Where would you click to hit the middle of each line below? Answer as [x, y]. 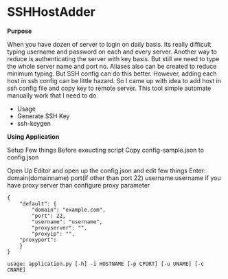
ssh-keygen [34, 123]
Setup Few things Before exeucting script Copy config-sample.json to [106, 150]
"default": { [38, 203]
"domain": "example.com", [69, 210]
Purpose [20, 31]
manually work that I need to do [52, 95]
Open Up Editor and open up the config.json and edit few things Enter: [106, 170]
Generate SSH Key [43, 116]
